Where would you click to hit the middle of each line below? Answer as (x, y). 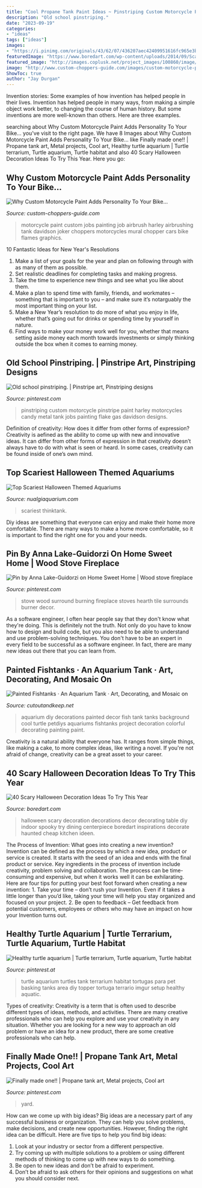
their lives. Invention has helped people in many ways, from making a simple (101, 102)
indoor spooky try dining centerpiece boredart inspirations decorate (105, 827)
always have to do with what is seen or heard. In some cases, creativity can (100, 447)
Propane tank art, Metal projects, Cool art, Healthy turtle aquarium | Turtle (98, 146)
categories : (21, 29)
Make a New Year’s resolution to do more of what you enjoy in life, (97, 312)
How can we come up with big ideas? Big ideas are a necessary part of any (99, 1115)
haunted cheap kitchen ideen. (58, 833)
